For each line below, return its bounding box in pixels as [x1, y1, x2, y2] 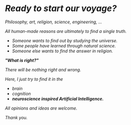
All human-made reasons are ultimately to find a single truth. [5, 28, 127, 34]
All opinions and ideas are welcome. [5, 105, 77, 111]
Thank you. [5, 114, 28, 120]
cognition [12, 91, 31, 96]
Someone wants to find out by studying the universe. [12, 37, 117, 44]
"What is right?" [5, 57, 39, 63]
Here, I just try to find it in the [5, 76, 63, 82]
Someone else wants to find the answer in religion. [12, 48, 113, 54]
